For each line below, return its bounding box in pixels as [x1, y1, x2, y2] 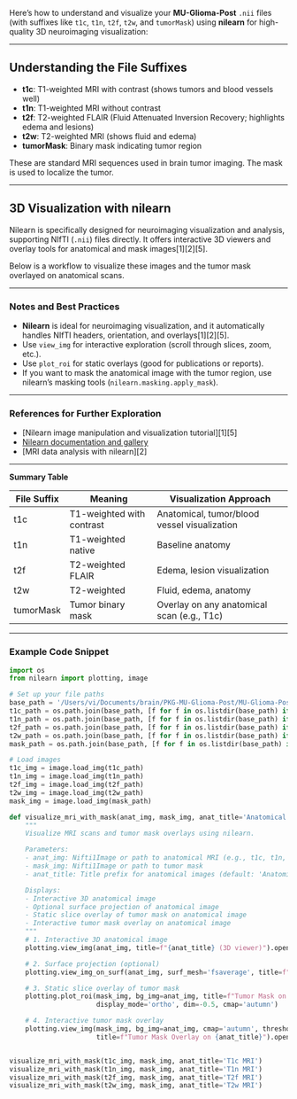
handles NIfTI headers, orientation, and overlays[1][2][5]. [21, 330, 230, 340]
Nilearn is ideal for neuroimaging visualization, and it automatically [21, 320, 265, 331]
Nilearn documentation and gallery [21, 437, 148, 448]
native [69, 544, 95, 557]
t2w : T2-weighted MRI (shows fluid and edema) [21, 130, 197, 141]
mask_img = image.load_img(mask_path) [9, 797, 152, 806]
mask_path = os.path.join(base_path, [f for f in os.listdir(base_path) [9, 739, 283, 748]
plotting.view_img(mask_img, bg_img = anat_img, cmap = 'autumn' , [25, 1025, 259, 1033]
